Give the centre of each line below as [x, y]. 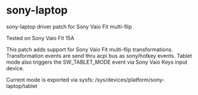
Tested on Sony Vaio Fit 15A [40, 38]
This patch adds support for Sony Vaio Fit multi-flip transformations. [90, 49]
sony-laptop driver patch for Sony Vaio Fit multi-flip [69, 27]
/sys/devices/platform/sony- [130, 80]
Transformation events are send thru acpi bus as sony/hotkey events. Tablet [99, 55]
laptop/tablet [22, 86]
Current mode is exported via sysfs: [50, 80]
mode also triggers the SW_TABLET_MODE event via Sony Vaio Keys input [97, 62]
